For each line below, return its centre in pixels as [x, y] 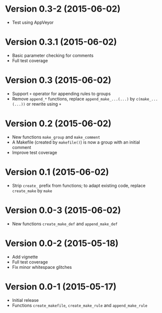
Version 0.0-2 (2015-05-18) [62, 243]
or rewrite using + [44, 104]
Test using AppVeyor [33, 22]
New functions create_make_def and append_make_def [65, 224]
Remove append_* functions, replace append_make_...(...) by [73, 99]
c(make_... [147, 99]
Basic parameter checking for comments [53, 55]
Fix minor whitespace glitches [42, 267]
